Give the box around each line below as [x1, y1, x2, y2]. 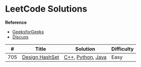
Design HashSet [22, 53, 59, 60]
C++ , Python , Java [63, 53, 107, 60]
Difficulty [111, 45, 134, 52]
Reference [5, 19, 27, 25]
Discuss [12, 34, 28, 40]
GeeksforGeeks [12, 29, 44, 34]
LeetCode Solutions [5, 3, 87, 15]
